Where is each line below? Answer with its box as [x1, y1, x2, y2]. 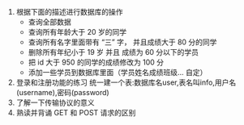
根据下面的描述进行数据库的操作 [15, 7, 123, 16]
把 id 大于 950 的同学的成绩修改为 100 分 [28, 57, 165, 67]
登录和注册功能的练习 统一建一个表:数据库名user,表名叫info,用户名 [15, 77, 237, 87]
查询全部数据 [28, 17, 71, 27]
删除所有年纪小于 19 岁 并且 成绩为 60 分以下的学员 [28, 48, 199, 56]
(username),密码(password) [15, 88, 109, 97]
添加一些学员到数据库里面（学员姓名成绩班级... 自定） [28, 68, 208, 77]
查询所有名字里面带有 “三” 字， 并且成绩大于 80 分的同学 [28, 37, 217, 47]
